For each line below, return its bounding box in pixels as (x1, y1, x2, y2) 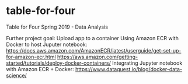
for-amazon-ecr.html (6, 53, 57, 60)
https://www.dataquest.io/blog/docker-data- (75, 65, 183, 72)
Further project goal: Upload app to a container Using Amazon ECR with (6, 34, 179, 41)
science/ (6, 72, 27, 79)
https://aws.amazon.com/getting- (57, 53, 138, 60)
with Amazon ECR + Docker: (6, 65, 74, 72)
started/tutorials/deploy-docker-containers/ (6, 60, 111, 66)
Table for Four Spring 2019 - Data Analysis (6, 23, 108, 30)
